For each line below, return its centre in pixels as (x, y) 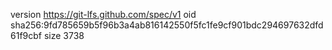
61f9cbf (26, 35)
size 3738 (64, 35)
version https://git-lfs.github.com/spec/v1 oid (103, 14)
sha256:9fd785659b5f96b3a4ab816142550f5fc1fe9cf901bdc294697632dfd (167, 25)
